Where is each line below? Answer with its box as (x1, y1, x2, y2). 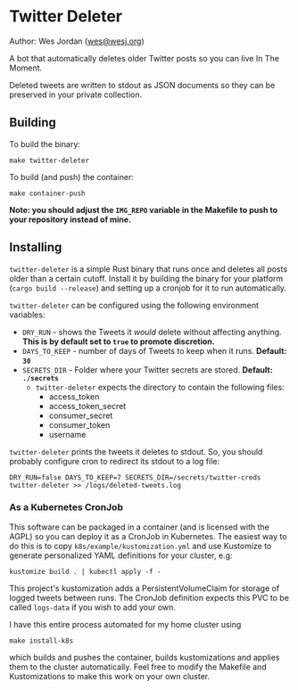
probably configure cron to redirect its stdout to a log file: (9, 456, 220, 466)
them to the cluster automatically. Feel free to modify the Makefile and (9, 661, 267, 672)
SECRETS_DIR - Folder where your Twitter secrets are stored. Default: (21, 364, 274, 375)
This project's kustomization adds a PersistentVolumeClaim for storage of (9, 582, 280, 594)
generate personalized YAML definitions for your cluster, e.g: (9, 550, 234, 561)
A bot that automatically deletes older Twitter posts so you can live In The (9, 53, 279, 63)
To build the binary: (9, 138, 80, 149)
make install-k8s (9, 636, 74, 645)
